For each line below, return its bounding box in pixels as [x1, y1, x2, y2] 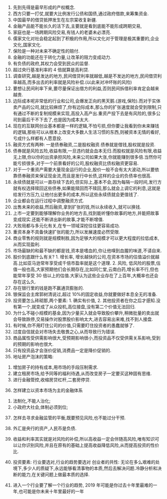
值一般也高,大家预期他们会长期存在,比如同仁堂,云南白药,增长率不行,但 [12, 266, 155, 272]
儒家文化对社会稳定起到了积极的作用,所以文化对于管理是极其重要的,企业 [12, 35, 160, 41]
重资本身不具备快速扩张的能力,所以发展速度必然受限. [12, 229, 120, 235]
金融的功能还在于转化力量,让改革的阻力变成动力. [12, 54, 111, 60]
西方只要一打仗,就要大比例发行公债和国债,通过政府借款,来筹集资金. [12, 10, 149, 16]
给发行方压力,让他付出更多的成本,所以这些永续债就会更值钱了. [12, 192, 139, 197]
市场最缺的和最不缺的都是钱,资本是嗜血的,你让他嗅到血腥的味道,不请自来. [12, 248, 162, 253]
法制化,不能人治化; [12, 398, 51, 404]
